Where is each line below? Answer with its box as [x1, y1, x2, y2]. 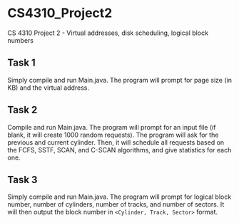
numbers [7, 36, 34, 44]
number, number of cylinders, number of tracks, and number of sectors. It [7, 200, 225, 209]
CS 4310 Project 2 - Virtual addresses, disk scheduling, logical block [7, 28, 209, 37]
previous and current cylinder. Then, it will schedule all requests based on [7, 138, 225, 147]
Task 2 [7, 104, 38, 116]
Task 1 [7, 57, 36, 69]
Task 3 [7, 173, 38, 186]
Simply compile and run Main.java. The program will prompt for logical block [7, 192, 232, 201]
